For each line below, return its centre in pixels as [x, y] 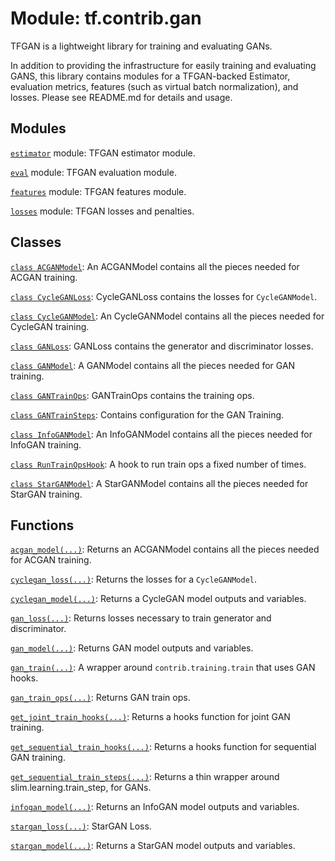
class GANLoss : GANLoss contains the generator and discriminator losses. [162, 346]
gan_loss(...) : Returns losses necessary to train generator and [141, 618]
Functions [42, 525]
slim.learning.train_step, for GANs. [81, 788]
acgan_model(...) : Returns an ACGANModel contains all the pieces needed [165, 549]
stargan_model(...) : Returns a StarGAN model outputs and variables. [153, 846]
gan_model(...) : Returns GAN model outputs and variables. [132, 648]
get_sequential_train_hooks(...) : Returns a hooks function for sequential [163, 747]
